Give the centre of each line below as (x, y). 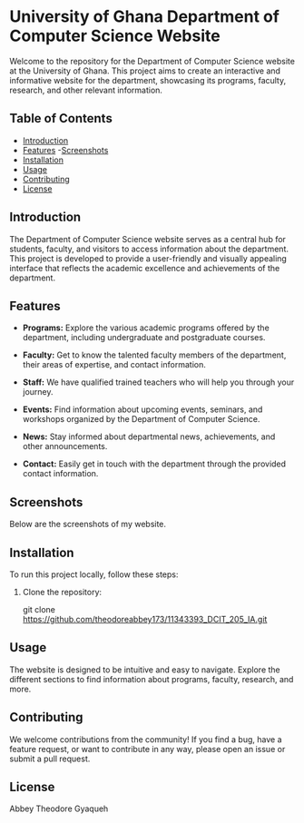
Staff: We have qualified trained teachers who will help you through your (158, 382)
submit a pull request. (50, 759)
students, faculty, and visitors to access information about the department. (149, 249)
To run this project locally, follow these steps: (94, 574)
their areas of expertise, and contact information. (114, 365)
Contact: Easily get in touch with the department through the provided (154, 464)
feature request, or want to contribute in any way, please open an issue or (147, 749)
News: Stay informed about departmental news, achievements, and (149, 436)
